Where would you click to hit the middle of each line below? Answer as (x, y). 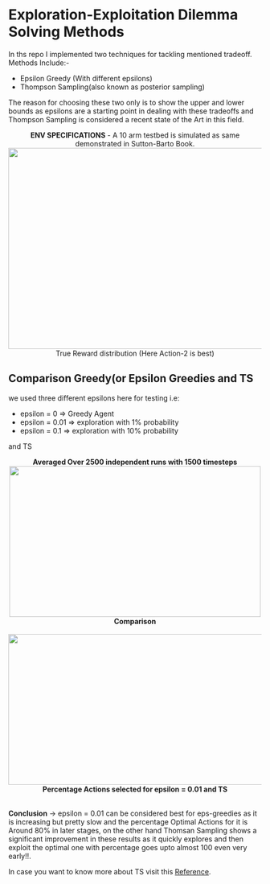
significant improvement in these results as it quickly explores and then (126, 839)
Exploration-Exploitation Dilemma (123, 15)
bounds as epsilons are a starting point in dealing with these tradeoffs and (131, 111)
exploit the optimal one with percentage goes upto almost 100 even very (128, 847)
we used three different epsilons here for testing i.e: (94, 398)
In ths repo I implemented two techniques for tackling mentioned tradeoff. (130, 54)
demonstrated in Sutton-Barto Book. (135, 143)
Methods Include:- (39, 63)
